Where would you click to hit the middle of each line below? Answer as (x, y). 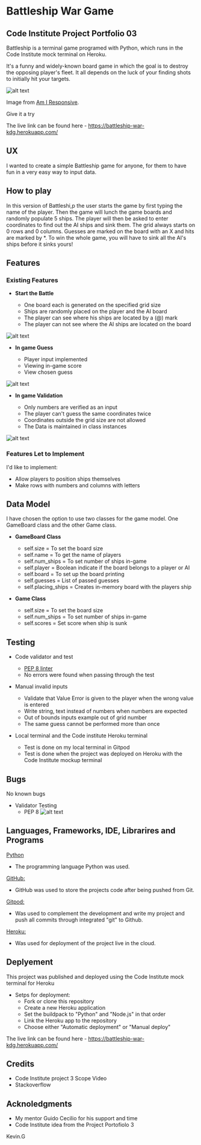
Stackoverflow (33, 1085)
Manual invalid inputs (41, 687)
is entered (36, 705)
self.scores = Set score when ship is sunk (76, 623)
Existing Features (32, 280)
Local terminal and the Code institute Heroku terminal (81, 736)
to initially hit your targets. (39, 79)
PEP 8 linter (38, 669)
